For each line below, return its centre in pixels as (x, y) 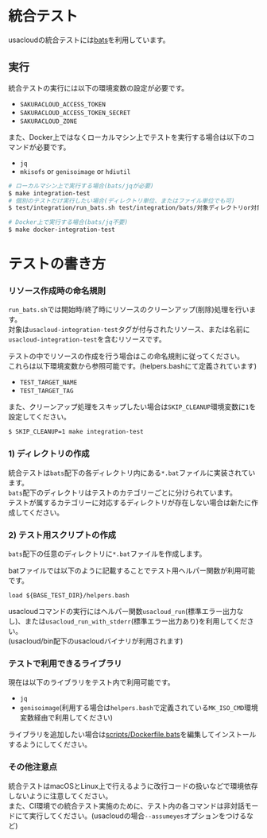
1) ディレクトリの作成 (49, 454)
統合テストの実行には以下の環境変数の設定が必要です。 (99, 87)
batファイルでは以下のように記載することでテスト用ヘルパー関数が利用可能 (132, 570)
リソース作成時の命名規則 (57, 291)
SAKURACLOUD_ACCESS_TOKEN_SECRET (75, 113)
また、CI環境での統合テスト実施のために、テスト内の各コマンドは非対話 (126, 805)
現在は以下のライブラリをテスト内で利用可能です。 (91, 682)
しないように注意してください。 (60, 796)
